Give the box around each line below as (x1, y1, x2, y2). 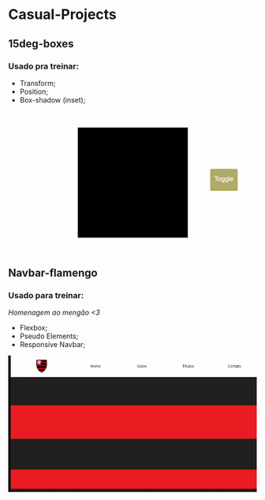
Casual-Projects (8, 6, 117, 24)
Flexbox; (19, 323, 48, 333)
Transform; (19, 78, 56, 88)
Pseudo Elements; (19, 331, 79, 341)
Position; (19, 87, 49, 96)
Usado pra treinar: (8, 61, 80, 72)
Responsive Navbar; (19, 340, 86, 349)
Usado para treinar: (8, 290, 84, 301)
